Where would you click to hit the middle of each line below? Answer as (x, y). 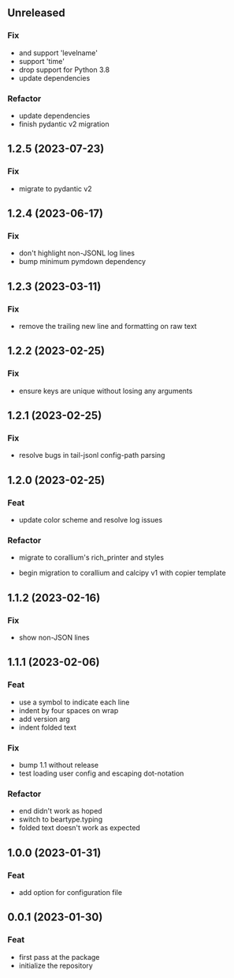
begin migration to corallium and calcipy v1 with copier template (122, 573)
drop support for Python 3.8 (64, 70)
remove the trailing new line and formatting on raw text (108, 327)
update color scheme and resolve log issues (91, 520)
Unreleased (37, 13)
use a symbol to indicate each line (74, 702)
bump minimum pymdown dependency (82, 262)
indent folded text (47, 727)
